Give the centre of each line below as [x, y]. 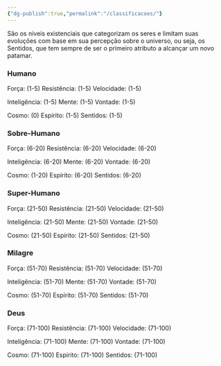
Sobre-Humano [34, 133]
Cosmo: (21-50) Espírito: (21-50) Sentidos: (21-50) [79, 235]
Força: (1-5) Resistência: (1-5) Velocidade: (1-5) [74, 88]
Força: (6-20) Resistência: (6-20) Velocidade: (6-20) [82, 148]
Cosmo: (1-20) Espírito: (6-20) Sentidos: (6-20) [74, 175]
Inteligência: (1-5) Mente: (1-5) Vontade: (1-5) [71, 102]
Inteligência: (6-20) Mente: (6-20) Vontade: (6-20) [79, 162]
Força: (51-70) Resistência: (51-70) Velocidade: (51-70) [85, 268]
